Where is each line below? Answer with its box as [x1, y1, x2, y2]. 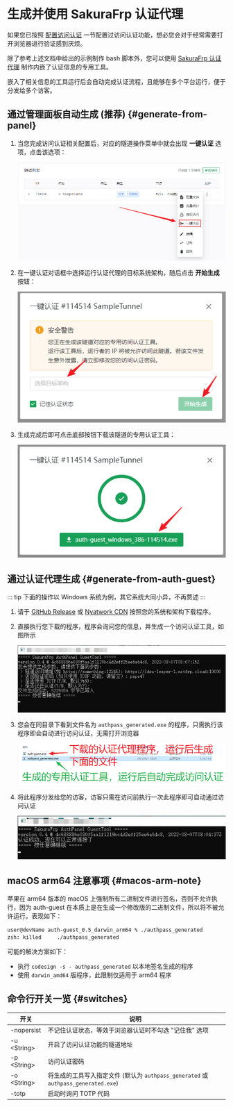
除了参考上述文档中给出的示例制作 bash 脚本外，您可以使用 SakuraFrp [7, 53, 208, 63]
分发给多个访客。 [7, 86, 56, 94]
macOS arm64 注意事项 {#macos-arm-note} [7, 874, 202, 886]
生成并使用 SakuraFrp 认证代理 [7, 6, 184, 22]
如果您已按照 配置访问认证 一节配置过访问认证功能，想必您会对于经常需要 [7, 31, 217, 39]
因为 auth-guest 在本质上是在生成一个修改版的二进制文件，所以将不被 [19, 904, 218, 912]
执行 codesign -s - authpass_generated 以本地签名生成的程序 [17, 962, 193, 970]
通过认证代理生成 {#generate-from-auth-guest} [7, 573, 216, 585]
